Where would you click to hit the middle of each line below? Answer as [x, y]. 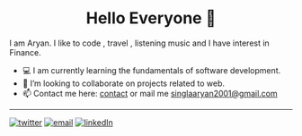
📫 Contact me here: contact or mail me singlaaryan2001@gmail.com [150, 93]
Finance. [26, 52]
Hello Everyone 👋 [151, 18]
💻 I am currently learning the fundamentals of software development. [151, 70]
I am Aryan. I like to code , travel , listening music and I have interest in [139, 43]
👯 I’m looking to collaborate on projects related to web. [123, 83]
